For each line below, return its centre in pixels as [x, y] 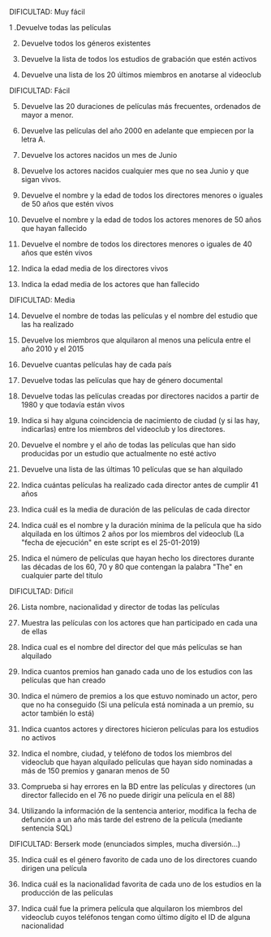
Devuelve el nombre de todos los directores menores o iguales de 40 [136, 244]
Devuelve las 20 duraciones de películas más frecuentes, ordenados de [141, 106]
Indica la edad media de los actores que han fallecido [110, 284]
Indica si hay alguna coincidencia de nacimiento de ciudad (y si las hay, [140, 421]
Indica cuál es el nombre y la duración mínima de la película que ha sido [141, 525]
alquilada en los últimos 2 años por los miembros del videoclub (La [132, 534]
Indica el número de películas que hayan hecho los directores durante [138, 558]
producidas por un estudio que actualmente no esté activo [118, 453]
